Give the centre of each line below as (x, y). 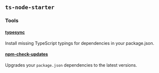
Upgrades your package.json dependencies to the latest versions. (71, 65)
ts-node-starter (30, 8)
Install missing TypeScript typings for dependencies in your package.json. (80, 43)
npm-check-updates (26, 54)
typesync (15, 32)
